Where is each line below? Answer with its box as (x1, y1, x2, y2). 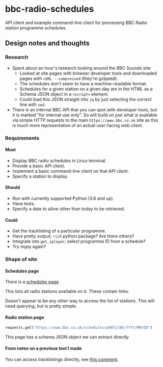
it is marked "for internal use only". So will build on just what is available (12, 112, 158, 118)
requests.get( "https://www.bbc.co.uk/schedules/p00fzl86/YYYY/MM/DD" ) (5, 325, 153, 330)
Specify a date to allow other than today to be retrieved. (12, 206, 125, 211)
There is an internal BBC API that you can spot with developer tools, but (12, 106, 157, 112)
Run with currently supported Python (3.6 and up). (12, 195, 114, 201)
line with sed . (19, 102, 46, 107)
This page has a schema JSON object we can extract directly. (5, 334, 130, 340)
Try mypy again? (12, 244, 46, 250)
